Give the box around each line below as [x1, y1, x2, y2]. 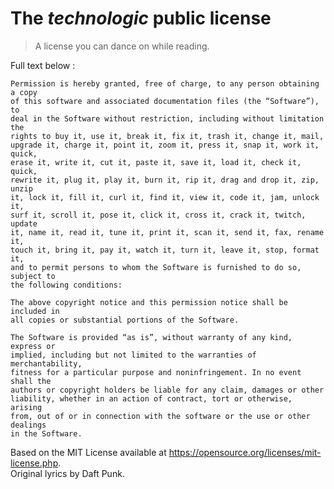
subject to [10, 271, 56, 281]
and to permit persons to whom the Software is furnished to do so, [10, 262, 302, 272]
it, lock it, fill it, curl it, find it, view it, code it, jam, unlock [10, 192, 320, 202]
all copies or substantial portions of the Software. [10, 315, 240, 325]
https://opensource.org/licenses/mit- [168, 446, 322, 458]
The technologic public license [10, 7, 272, 30]
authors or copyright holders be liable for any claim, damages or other [10, 385, 325, 395]
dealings [10, 420, 47, 430]
